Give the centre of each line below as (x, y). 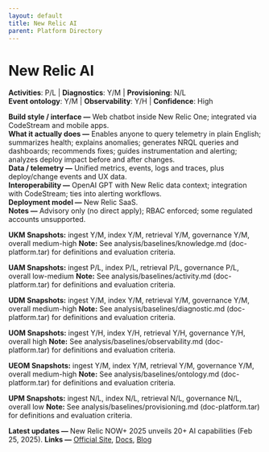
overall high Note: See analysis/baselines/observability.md (106, 342)
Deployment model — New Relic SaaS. (73, 203)
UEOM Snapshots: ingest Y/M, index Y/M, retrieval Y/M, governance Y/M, (131, 366)
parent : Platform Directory (56, 31)
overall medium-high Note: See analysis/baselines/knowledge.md (118, 244)
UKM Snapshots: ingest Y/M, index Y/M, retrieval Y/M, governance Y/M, (129, 235)
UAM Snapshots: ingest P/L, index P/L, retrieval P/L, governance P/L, (124, 268)
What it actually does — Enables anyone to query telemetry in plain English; (135, 134)
